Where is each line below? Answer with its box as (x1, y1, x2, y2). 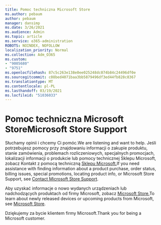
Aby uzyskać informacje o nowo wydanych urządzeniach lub (5, 185, 127, 192)
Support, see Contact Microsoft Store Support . (5, 176, 99, 182)
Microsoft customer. (5, 215, 45, 221)
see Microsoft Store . (5, 201, 46, 207)
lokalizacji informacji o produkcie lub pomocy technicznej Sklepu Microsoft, (5, 156, 157, 161)
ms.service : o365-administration (5, 39, 73, 44)
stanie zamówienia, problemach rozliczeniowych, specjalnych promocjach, (5, 150, 155, 156)
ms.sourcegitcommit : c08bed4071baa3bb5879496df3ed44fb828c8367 (5, 75, 136, 80)
